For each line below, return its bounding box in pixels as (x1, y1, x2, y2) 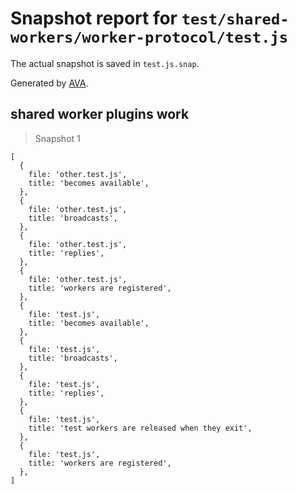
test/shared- (181, 10, 290, 29)
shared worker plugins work (10, 106, 190, 123)
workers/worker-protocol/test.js (10, 28, 289, 47)
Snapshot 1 (34, 132, 81, 144)
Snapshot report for (10, 7, 178, 30)
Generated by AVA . (10, 77, 89, 89)
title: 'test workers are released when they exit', (28, 423, 253, 433)
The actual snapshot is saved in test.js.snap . (10, 57, 200, 69)
